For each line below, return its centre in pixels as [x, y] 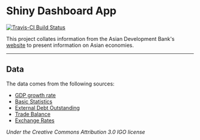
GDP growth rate [35, 95]
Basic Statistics [33, 101]
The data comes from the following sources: [60, 84]
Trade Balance [32, 114]
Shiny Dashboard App [61, 11]
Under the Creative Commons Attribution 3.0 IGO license [76, 132]
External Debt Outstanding [47, 107]
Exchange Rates [35, 120]
